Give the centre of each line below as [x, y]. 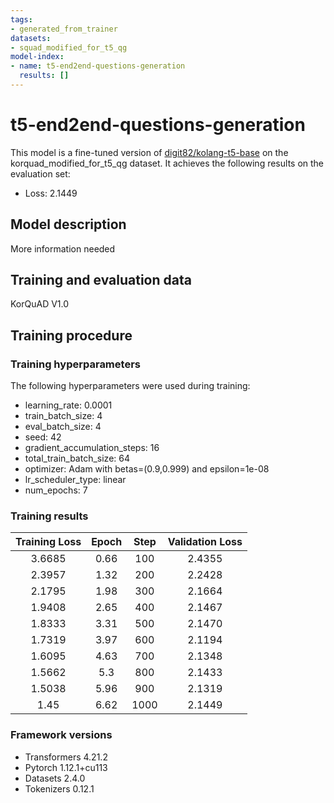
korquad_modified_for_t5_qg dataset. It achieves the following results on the [167, 163]
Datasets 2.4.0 [55, 778]
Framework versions [61, 735]
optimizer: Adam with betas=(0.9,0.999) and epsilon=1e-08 [147, 469]
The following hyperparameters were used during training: [130, 386]
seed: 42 [43, 437]
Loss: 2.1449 [51, 193]
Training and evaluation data [101, 280]
